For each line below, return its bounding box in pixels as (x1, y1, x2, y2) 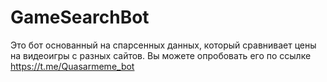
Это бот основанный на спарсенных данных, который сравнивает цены (10, 39, 317, 51)
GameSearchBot (10, 6, 150, 29)
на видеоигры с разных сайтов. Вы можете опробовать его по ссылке (10, 49, 312, 61)
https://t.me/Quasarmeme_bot (10, 60, 135, 72)
